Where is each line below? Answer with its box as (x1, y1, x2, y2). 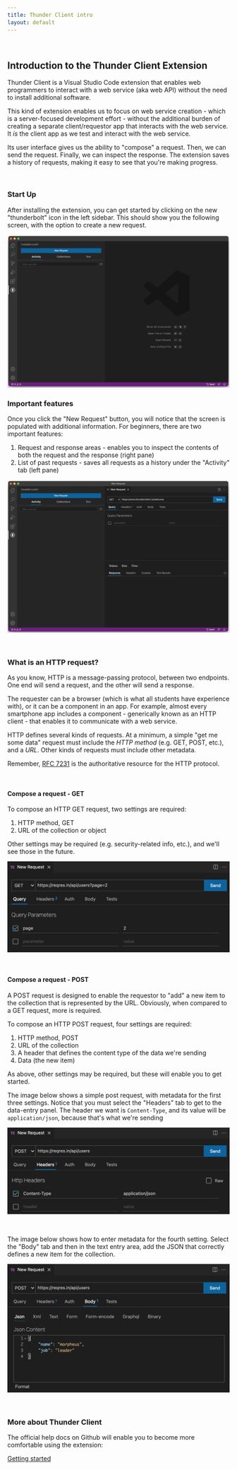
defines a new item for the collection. (7, 1250, 115, 1259)
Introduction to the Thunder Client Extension (7, 59, 208, 71)
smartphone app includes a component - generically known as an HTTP (7, 710, 217, 718)
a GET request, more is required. (7, 1006, 102, 1014)
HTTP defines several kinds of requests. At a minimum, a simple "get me (7, 731, 218, 740)
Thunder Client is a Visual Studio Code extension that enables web (7, 78, 201, 87)
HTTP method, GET (17, 819, 75, 827)
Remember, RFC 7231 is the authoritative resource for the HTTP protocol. (7, 759, 220, 768)
